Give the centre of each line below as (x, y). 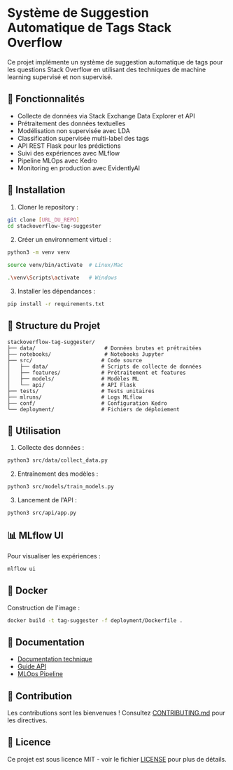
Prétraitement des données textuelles (71, 123)
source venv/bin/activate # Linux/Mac (65, 265)
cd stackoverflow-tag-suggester (54, 226)
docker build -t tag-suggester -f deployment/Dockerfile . (95, 620)
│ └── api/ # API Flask (72, 385)
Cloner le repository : (48, 207)
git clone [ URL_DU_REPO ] (43, 220)
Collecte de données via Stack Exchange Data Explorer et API (106, 116)
